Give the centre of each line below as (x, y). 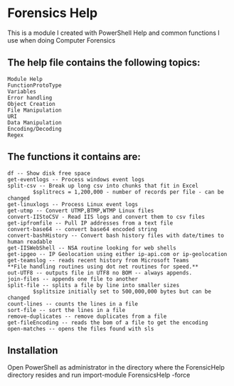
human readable (30, 242)
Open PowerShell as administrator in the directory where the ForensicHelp (116, 368)
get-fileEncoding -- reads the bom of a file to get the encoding (108, 322)
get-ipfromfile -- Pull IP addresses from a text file (90, 223)
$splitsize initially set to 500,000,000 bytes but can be (122, 291)
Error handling (30, 97)
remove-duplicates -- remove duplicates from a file (87, 316)
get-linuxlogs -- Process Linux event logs (73, 204)
